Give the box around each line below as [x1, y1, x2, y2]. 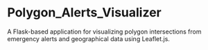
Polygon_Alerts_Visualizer [7, 5, 162, 21]
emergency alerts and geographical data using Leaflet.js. [7, 34, 170, 42]
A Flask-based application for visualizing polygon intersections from [7, 27, 202, 36]
